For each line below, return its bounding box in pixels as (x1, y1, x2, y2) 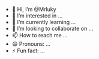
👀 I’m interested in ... (11, 12, 63, 19)
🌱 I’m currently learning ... (11, 19, 76, 25)
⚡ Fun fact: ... (11, 47, 45, 54)
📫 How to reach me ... (11, 32, 68, 39)
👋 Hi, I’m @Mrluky (11, 6, 56, 13)
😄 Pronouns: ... (11, 40, 51, 48)
